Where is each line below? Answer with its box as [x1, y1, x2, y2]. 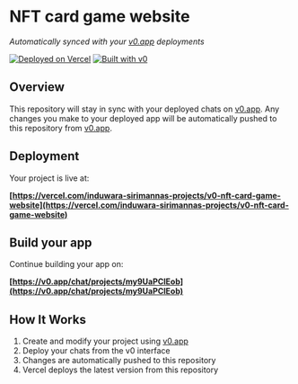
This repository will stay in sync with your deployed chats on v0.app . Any [9, 103, 280, 114]
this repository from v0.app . [9, 122, 112, 133]
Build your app [9, 235, 92, 250]
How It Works [9, 312, 87, 327]
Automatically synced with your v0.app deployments [9, 36, 205, 47]
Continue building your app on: [9, 259, 124, 270]
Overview [9, 79, 66, 95]
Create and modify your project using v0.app [22, 335, 188, 347]
